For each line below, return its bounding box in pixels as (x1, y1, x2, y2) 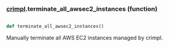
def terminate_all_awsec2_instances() (6, 23, 104, 30)
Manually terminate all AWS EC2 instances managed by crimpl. (6, 35, 164, 42)
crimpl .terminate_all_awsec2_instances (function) (6, 5, 157, 13)
